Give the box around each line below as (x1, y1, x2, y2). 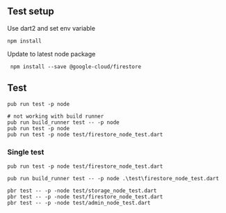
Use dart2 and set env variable (7, 24, 96, 32)
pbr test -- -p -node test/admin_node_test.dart (7, 199, 151, 206)
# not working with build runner (7, 113, 104, 120)
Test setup (7, 6, 54, 17)
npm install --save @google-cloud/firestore (10, 63, 141, 70)
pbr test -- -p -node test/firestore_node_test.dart (7, 193, 163, 200)
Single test (7, 147, 45, 157)
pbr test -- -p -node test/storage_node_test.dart (7, 187, 157, 194)
